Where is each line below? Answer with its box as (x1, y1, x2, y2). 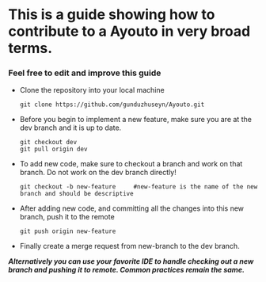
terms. (8, 40, 53, 57)
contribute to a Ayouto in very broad (8, 22, 251, 40)
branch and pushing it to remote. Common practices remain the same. (8, 265, 245, 275)
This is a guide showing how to (8, 6, 215, 24)
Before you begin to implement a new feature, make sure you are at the (19, 115, 252, 124)
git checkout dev (19, 139, 78, 147)
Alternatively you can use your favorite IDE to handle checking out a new (8, 257, 254, 266)
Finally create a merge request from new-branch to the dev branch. (19, 242, 240, 251)
